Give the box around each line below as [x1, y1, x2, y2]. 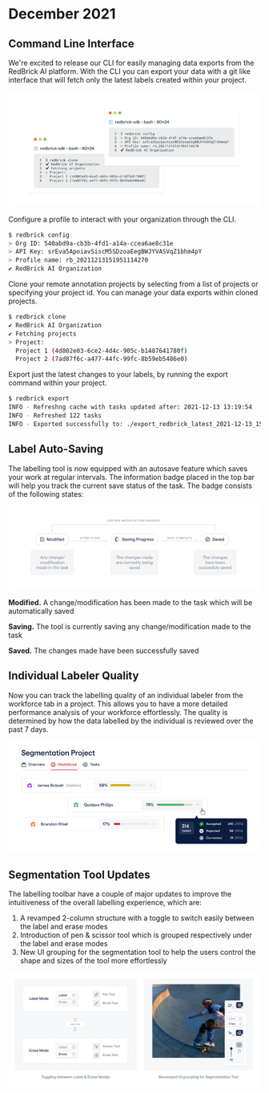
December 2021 [8, 5, 116, 23]
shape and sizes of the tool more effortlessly [19, 956, 167, 965]
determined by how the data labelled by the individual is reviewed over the [8, 716, 254, 725]
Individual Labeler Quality [8, 669, 139, 683]
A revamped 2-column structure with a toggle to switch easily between [19, 913, 255, 923]
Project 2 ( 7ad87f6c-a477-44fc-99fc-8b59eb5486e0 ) [15, 355, 188, 364]
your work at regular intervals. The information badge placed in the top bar [8, 472, 255, 481]
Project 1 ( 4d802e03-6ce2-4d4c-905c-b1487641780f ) [15, 347, 188, 355]
